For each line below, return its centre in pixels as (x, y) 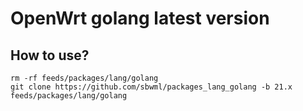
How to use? (50, 55)
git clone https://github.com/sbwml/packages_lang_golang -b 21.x (151, 87)
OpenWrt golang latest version (140, 18)
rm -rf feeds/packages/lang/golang (84, 78)
